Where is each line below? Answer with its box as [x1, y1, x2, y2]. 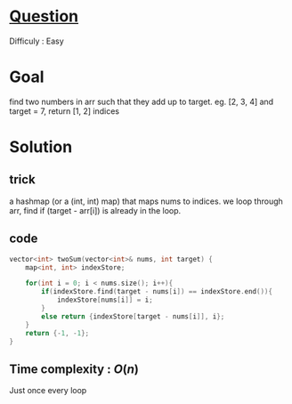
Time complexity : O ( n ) [9, 361, 140, 376]
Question [9, 6, 78, 27]
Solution [9, 137, 73, 158]
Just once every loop [9, 385, 87, 396]
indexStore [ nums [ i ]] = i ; [56, 295, 153, 304]
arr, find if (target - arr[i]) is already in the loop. [9, 205, 182, 215]
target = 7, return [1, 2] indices [9, 105, 120, 117]
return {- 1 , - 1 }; [25, 328, 90, 337]
